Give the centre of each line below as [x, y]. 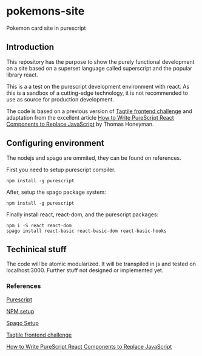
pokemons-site [45, 11]
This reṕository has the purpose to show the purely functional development [100, 61]
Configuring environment [55, 143]
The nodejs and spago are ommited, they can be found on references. [94, 158]
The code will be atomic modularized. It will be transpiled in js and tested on [101, 264]
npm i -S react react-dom [39, 225]
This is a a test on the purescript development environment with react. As [98, 86]
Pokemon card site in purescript [46, 28]
